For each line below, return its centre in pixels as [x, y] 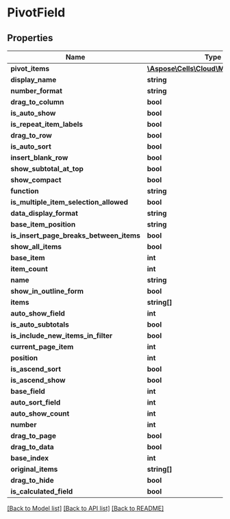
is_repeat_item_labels [47, 124]
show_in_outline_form [47, 291]
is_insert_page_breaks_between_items [75, 236]
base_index [30, 458]
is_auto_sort [31, 147]
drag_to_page [34, 436]
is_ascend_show [38, 380]
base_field [28, 391]
